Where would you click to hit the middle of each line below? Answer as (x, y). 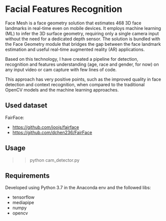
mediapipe (23, 203)
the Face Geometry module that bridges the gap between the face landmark (83, 44)
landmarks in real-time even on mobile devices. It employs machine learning (83, 28)
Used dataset (26, 106)
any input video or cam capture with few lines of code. (61, 69)
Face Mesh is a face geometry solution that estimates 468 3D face (73, 23)
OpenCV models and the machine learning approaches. (62, 90)
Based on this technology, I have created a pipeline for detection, (72, 59)
